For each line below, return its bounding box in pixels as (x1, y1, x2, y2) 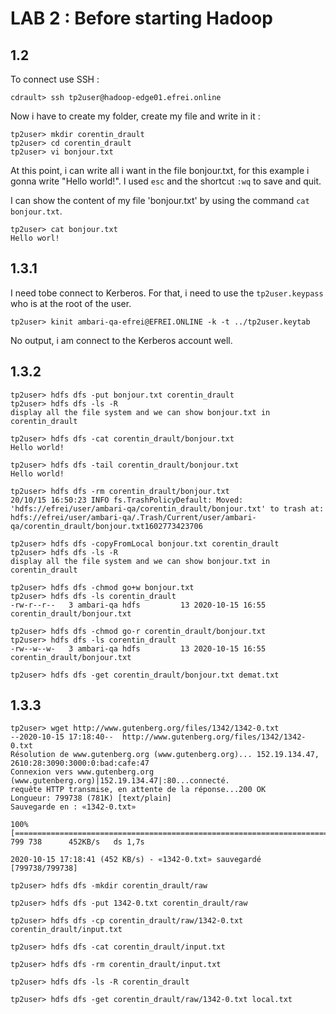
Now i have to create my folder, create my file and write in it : (10, 110, 261, 122)
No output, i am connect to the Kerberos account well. (10, 334, 233, 346)
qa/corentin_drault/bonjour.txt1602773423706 (10, 521, 203, 531)
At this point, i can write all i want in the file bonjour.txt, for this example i (10, 165, 310, 176)
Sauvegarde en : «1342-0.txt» (10, 802, 137, 812)
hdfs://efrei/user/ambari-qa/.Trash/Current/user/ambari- (10, 512, 257, 522)
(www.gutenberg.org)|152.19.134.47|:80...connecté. (10, 776, 230, 786)
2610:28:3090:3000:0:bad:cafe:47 (10, 758, 150, 769)
